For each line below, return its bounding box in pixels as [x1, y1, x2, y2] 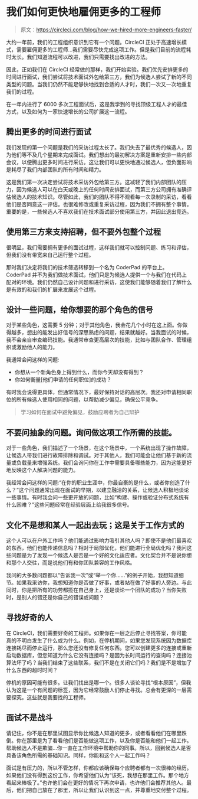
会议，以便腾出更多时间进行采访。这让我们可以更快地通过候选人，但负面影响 [6, 158, 192, 165]
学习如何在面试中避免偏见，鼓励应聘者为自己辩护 [20, 409, 140, 416]
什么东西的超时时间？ [6, 666, 58, 673]
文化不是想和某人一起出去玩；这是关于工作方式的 [6, 520, 184, 530]
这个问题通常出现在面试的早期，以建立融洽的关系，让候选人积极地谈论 [18, 487, 190, 494]
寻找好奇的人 [6, 612, 53, 623]
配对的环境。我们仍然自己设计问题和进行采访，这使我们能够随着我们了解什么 [6, 278, 192, 285]
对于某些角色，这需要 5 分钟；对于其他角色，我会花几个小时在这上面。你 [6, 321, 183, 328]
